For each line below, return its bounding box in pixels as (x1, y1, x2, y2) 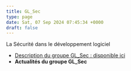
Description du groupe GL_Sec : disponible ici (14, 52, 125, 59)
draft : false (6, 24, 38, 31)
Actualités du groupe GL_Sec (14, 58, 87, 65)
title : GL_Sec (6, 8, 41, 15)
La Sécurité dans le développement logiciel (6, 41, 110, 48)
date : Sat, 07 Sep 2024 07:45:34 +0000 (6, 19, 104, 25)
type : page (6, 14, 33, 20)
